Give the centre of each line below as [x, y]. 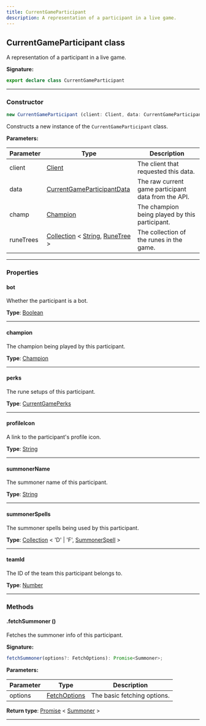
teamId [16, 560]
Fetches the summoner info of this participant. [65, 635]
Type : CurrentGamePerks [39, 404]
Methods [20, 607]
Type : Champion [28, 358]
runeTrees [24, 240]
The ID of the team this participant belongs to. [64, 573]
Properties [22, 273]
